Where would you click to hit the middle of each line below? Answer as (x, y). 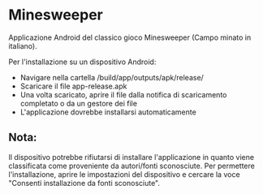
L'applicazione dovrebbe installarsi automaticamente (108, 112)
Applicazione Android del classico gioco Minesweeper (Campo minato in (130, 37)
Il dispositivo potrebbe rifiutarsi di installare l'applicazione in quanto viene (131, 157)
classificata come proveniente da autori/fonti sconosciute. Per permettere (132, 166)
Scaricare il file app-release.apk (73, 86)
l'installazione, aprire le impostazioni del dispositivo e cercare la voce (125, 174)
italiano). (23, 45)
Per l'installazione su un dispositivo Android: (82, 62)
